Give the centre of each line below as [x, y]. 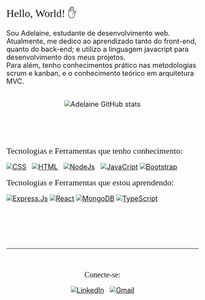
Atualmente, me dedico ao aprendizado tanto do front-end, [102, 41]
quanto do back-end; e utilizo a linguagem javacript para [98, 49]
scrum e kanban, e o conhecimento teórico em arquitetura [100, 73]
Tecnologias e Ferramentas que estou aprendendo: [90, 182]
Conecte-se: [103, 275]
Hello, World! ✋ [42, 13]
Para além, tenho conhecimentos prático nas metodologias [101, 65]
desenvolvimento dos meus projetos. [66, 57]
